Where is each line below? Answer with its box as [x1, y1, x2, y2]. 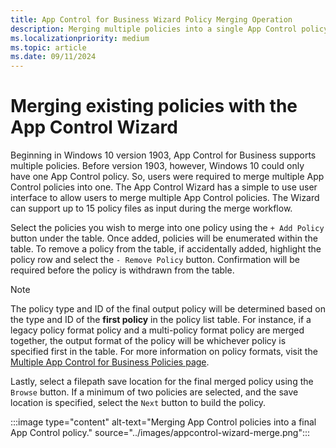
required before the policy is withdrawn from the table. [10, 264, 235, 276]
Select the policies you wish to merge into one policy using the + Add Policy [10, 222, 325, 234]
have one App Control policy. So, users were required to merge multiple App [10, 171, 325, 183]
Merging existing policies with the [10, 95, 298, 118]
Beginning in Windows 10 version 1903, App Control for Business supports [10, 149, 317, 161]
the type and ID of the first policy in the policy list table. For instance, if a [10, 314, 312, 326]
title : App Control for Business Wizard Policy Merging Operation [10, 14, 293, 25]
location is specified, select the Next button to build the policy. [10, 397, 267, 409]
